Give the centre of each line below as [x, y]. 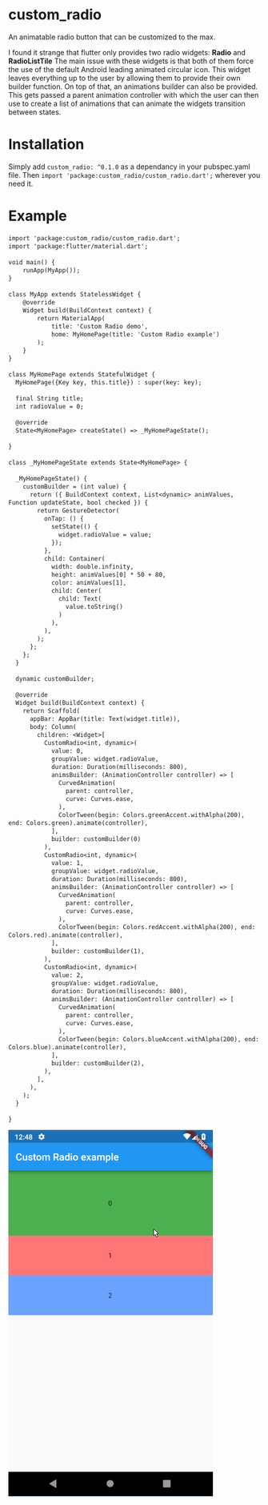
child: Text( [80, 598]
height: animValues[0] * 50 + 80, [108, 574]
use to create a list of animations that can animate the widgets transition [127, 103]
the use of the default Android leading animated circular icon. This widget [130, 69]
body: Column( [53, 726]
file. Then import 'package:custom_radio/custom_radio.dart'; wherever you [134, 175]
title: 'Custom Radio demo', [100, 326]
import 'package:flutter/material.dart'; [78, 246]
